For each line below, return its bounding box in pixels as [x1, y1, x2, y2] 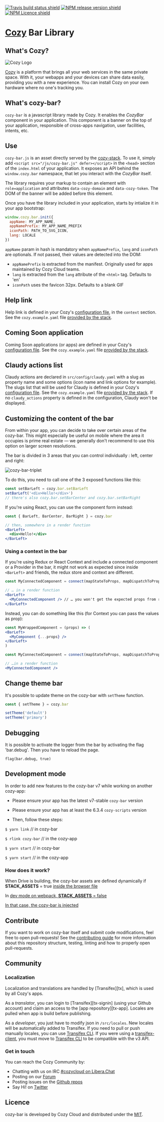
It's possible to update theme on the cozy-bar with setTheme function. [5, 692, 144, 698]
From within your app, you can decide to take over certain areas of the [5, 427, 146, 433]
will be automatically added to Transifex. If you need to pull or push [5, 1025, 140, 1031]
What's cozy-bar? [5, 99, 61, 107]
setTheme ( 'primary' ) [5, 715, 47, 720]
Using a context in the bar [5, 548, 67, 555]
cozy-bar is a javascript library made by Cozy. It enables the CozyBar [5, 112, 144, 118]
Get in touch [5, 1048, 35, 1055]
